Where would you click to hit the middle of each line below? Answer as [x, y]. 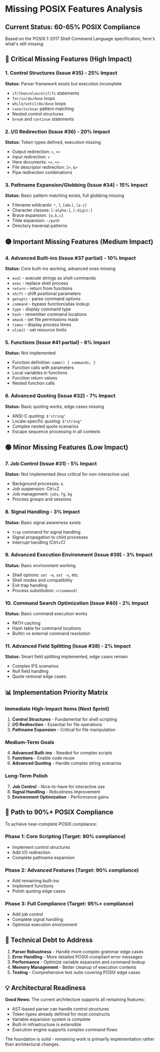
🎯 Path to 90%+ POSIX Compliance [59, 812]
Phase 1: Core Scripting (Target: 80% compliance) [65, 837]
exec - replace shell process [40, 283]
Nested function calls [33, 383]
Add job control [27, 914]
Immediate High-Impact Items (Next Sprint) [57, 708]
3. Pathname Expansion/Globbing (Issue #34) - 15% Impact [76, 185]
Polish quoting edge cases [39, 891]
